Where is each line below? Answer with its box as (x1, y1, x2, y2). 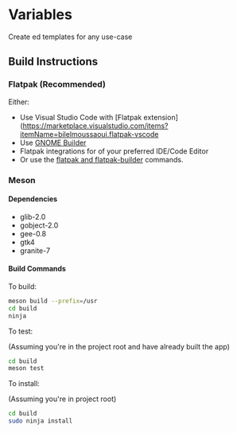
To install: (8, 379, 40, 388)
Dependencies (8, 194, 58, 204)
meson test (8, 365, 45, 373)
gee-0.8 (19, 228, 47, 238)
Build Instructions (8, 55, 99, 68)
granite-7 (19, 245, 50, 256)
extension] (143, 112, 179, 122)
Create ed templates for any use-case (8, 32, 133, 41)
